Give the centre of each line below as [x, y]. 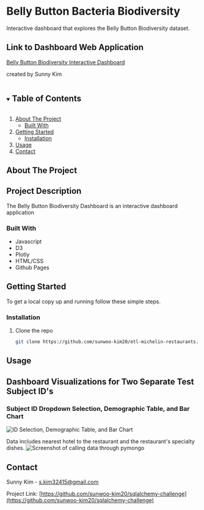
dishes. [16, 448]
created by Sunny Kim [34, 74]
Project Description [44, 191]
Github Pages [32, 268]
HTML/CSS [29, 261]
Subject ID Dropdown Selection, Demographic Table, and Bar [98, 408]
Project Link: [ [24, 493]
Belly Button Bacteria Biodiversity [93, 11]
